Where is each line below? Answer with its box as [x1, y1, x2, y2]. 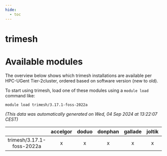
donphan [97, 128, 119, 135]
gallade [124, 128, 142, 135]
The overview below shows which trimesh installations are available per [5, 73, 152, 78]
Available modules [5, 56, 83, 67]
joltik [146, 128, 159, 135]
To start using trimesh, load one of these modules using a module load [5, 87, 149, 93]
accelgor [50, 128, 73, 135]
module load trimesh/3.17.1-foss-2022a [5, 102, 88, 107]
